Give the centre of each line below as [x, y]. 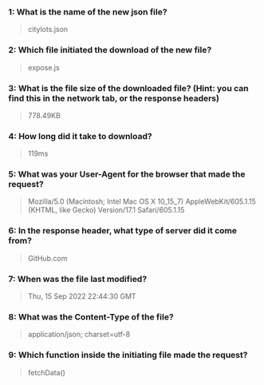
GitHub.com [47, 258]
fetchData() [47, 372]
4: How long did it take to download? [81, 136]
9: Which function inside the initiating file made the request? [128, 355]
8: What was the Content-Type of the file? [91, 317]
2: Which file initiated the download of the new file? [110, 50]
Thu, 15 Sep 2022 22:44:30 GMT [82, 296]
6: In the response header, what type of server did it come [123, 231]
